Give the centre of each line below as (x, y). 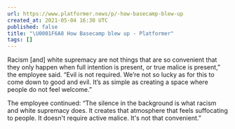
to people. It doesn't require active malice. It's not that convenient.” (104, 118)
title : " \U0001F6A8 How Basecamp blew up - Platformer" (90, 33)
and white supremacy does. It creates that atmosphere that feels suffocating (117, 111)
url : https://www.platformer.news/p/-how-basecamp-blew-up (95, 14)
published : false (33, 27)
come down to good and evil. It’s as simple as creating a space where (108, 82)
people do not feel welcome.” (50, 90)
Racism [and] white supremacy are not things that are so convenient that (112, 60)
